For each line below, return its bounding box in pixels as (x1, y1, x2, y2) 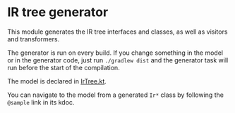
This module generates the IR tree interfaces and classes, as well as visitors (7, 27, 228, 36)
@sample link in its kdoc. (7, 98, 75, 106)
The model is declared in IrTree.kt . (7, 77, 107, 85)
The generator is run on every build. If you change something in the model (7, 48, 224, 57)
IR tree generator (7, 4, 109, 20)
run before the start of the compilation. (7, 63, 120, 72)
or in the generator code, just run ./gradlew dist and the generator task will (7, 55, 229, 64)
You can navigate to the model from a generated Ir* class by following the (7, 91, 224, 99)
